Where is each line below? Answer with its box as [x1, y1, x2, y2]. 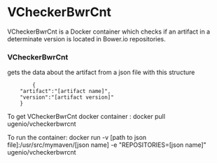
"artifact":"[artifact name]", [20, 88, 111, 95]
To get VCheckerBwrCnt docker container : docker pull [7, 113, 166, 121]
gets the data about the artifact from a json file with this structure [7, 68, 195, 77]
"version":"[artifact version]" [20, 94, 114, 101]
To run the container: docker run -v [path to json [7, 134, 147, 142]
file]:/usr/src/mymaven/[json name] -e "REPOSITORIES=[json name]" [7, 141, 206, 149]
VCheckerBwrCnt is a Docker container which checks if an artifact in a [7, 27, 211, 36]
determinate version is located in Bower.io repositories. [7, 34, 166, 43]
